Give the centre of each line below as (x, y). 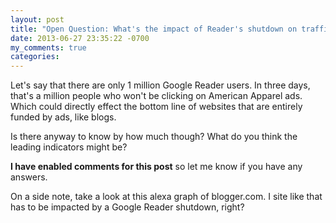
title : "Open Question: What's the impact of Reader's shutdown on (154, 29)
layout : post (37, 19)
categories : (35, 57)
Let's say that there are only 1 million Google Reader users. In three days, (160, 85)
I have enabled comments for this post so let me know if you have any (156, 167)
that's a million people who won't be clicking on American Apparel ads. (156, 96)
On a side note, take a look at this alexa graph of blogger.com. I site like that (166, 197)
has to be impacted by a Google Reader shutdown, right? (127, 207)
